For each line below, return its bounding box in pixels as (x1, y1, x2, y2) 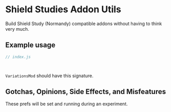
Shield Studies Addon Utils (5, 4, 122, 15)
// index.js (5, 54, 31, 59)
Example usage (5, 41, 55, 50)
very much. (5, 26, 29, 32)
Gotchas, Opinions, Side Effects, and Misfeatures (5, 87, 166, 96)
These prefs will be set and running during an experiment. (5, 101, 128, 107)
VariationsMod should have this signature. (5, 73, 94, 79)
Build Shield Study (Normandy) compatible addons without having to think (5, 20, 162, 27)
